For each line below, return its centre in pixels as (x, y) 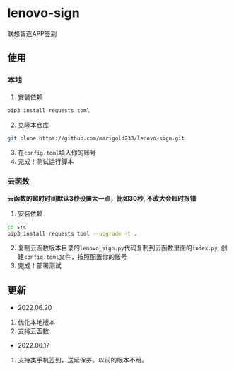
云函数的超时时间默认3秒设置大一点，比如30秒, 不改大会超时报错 (102, 198)
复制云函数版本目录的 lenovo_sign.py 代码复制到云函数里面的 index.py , (118, 248)
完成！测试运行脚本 (46, 162)
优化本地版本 (36, 322)
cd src (17, 227)
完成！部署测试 (39, 266)
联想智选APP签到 (32, 33)
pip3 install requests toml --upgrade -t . (72, 233)
